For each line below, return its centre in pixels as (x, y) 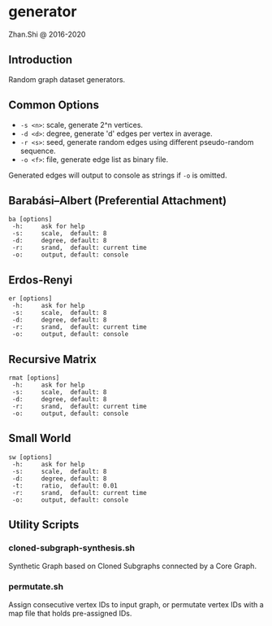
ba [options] (30, 219)
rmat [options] (34, 378)
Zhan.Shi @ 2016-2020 (47, 34)
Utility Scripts (44, 525)
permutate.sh (36, 587)
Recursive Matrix (53, 359)
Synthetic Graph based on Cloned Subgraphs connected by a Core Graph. (133, 566)
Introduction (41, 60)
